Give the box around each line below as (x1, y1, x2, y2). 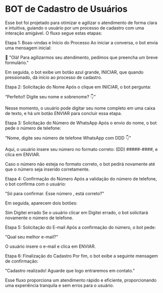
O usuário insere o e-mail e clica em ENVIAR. (5, 243, 96, 249)
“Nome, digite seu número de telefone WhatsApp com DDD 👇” (5, 135, 131, 141)
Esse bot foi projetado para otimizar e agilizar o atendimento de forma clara (5, 20, 158, 26)
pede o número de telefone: (5, 125, 61, 131)
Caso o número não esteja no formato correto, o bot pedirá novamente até (5, 161, 155, 167)
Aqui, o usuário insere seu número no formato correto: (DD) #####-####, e (5, 146, 158, 152)
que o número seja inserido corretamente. (5, 166, 90, 172)
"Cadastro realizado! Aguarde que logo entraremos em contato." (5, 267, 135, 273)
